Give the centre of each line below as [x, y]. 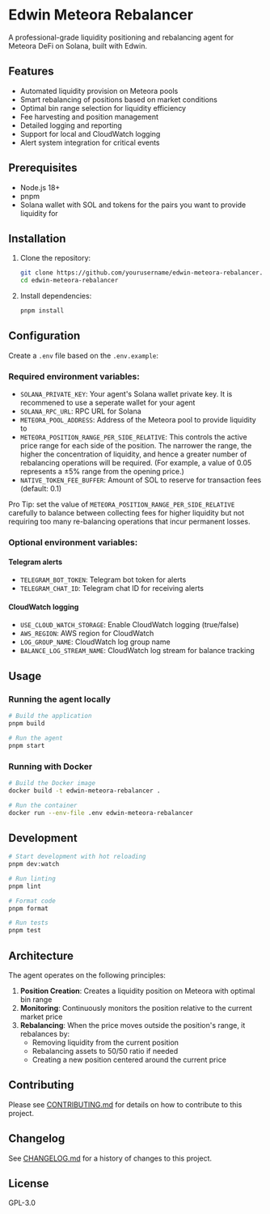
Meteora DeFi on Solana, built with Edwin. [78, 45]
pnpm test [25, 931]
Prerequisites [43, 168]
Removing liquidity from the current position [105, 1042]
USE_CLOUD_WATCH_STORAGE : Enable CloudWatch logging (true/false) [129, 625]
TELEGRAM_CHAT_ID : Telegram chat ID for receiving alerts [112, 588]
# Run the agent [36, 738]
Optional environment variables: [73, 542]
